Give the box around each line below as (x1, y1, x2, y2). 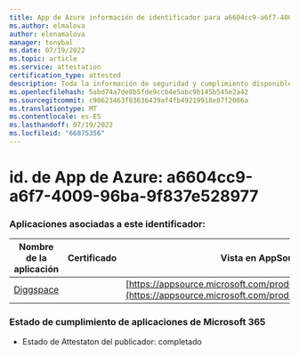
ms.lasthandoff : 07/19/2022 (9, 121, 114, 130)
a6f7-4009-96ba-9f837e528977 (9, 186, 259, 206)
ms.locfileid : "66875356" (9, 129, 105, 138)
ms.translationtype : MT (9, 104, 98, 113)
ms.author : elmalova (9, 21, 86, 30)
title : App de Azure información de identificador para (9, 12, 221, 22)
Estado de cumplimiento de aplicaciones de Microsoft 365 (9, 316, 266, 328)
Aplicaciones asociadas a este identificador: (9, 217, 206, 230)
